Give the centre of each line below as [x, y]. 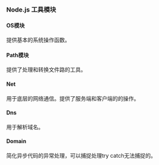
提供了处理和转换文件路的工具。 [46, 70]
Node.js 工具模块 [31, 9]
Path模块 [18, 55]
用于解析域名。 [25, 127]
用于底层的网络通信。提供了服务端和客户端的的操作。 [73, 98]
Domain [16, 141]
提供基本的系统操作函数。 [38, 40]
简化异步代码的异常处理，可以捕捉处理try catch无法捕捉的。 [81, 155]
